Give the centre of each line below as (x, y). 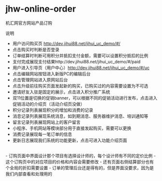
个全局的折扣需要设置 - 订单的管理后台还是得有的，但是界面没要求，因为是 (80, 167)
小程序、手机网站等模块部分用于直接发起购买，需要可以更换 (72, 128)
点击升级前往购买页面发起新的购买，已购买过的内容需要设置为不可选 (80, 86)
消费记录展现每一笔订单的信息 (42, 134)
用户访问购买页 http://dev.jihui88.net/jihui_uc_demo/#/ (66, 43)
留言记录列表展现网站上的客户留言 (46, 122)
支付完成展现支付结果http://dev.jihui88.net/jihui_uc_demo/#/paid (76, 61)
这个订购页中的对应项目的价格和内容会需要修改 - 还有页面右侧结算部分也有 (80, 162)
